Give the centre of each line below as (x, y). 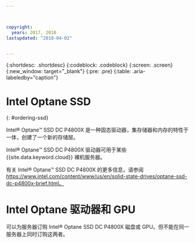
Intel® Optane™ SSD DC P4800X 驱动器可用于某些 (67, 150)
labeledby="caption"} (32, 78)
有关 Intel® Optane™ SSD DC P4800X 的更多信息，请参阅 (75, 170)
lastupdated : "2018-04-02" (39, 38)
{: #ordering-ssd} (27, 118)
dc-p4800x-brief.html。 (35, 183)
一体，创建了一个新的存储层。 (42, 137)
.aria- (139, 71)
